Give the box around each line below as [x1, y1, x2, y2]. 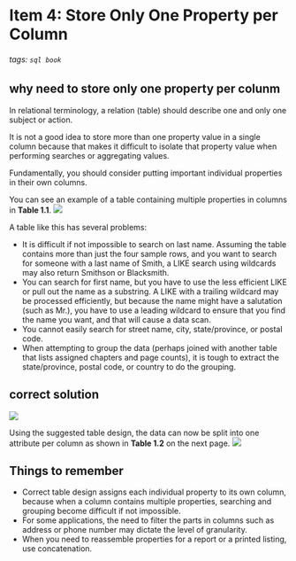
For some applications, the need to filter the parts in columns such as [21, 515, 275, 526]
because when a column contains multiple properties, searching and [21, 496, 272, 507]
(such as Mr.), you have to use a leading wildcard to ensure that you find [21, 305, 285, 316]
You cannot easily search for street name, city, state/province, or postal [21, 323, 283, 334]
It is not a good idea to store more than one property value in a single [9, 131, 261, 142]
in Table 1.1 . [9, 205, 51, 215]
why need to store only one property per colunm [9, 82, 281, 97]
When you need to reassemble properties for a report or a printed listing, [21, 534, 287, 545]
